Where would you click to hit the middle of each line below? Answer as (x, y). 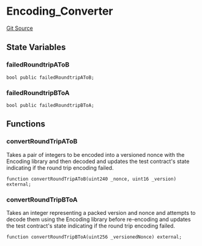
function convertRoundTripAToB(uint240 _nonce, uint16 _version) (91, 179)
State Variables (36, 47)
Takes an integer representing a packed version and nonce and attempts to (101, 212)
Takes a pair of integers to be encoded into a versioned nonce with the (95, 154)
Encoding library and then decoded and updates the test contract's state (98, 161)
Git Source (20, 28)
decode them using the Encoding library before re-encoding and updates (99, 219)
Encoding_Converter (60, 11)
